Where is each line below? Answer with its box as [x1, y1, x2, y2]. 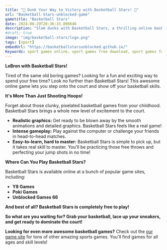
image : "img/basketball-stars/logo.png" [5, 35, 90, 40]
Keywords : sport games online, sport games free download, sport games [5, 49, 157, 54]
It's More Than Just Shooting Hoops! [5, 93, 83, 99]
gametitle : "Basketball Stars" [5, 16, 70, 21]
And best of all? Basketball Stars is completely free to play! [5, 204, 129, 210]
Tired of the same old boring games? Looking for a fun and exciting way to [5, 72, 158, 78]
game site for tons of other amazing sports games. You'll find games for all [5, 234, 158, 240]
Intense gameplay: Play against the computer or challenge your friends [12, 128, 160, 134]
